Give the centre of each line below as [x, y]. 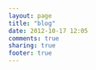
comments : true [34, 38]
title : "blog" [32, 23]
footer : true [30, 53]
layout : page [30, 16]
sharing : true [32, 46]
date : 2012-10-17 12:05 [48, 31]
